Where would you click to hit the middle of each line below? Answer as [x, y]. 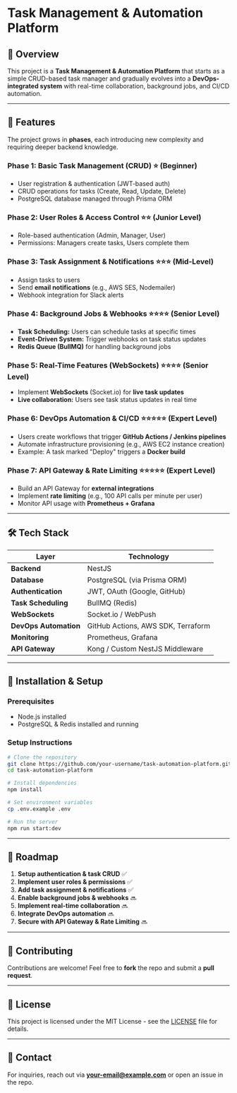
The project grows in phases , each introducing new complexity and [105, 139]
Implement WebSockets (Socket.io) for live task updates [101, 392]
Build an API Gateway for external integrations [86, 488]
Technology [148, 556]
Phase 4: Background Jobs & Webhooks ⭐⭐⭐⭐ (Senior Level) [114, 314]
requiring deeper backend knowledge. [63, 147]
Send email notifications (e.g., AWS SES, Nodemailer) [96, 287]
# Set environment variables [50, 803]
